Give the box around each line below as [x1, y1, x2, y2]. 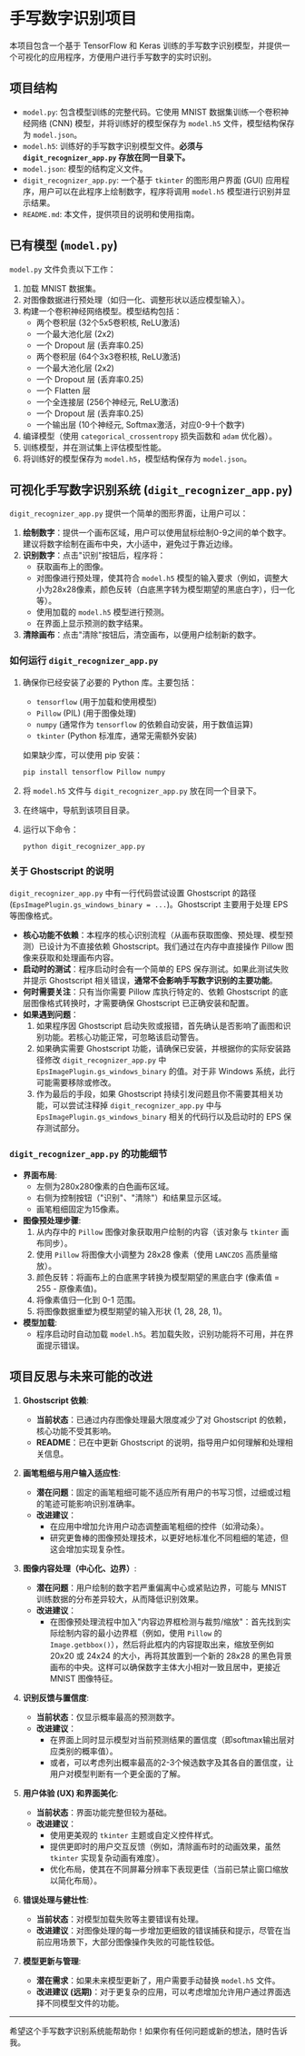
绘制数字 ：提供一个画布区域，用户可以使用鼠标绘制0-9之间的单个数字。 [22, 528, 291, 539]
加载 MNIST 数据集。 [22, 282, 102, 293]
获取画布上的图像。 [35, 561, 109, 572]
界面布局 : [22, 1170, 57, 1181]
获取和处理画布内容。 [38, 952, 119, 963]
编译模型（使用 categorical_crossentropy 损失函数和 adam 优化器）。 [22, 430, 277, 441]
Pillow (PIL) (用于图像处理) [35, 707, 137, 718]
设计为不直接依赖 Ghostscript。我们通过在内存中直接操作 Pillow [46, 941, 284, 952]
